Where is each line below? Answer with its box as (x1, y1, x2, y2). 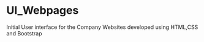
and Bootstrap (6, 29, 42, 37)
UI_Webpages (6, 4, 79, 17)
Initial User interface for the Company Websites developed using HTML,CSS (6, 23, 198, 31)
